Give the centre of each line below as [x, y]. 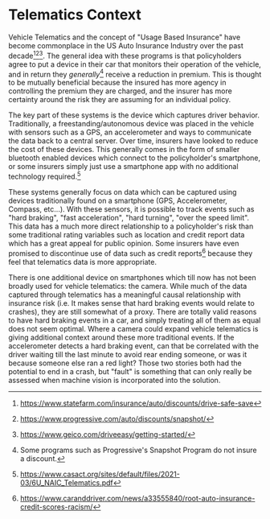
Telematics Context [75, 15]
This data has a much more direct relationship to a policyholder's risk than [131, 226]
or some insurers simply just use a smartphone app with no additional [123, 167]
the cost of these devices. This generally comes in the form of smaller [124, 150]
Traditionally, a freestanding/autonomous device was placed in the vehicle [131, 124]
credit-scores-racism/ [56, 507]
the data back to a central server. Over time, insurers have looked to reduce [133, 141]
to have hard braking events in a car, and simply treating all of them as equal [135, 320]
